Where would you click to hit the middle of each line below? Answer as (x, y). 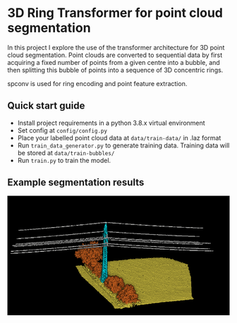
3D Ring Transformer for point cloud (115, 13)
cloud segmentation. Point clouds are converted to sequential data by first (115, 55)
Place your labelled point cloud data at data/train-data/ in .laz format (119, 138)
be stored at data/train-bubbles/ (66, 152)
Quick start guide (46, 106)
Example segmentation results (76, 182)
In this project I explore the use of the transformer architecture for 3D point (116, 47)
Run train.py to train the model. (64, 160)
